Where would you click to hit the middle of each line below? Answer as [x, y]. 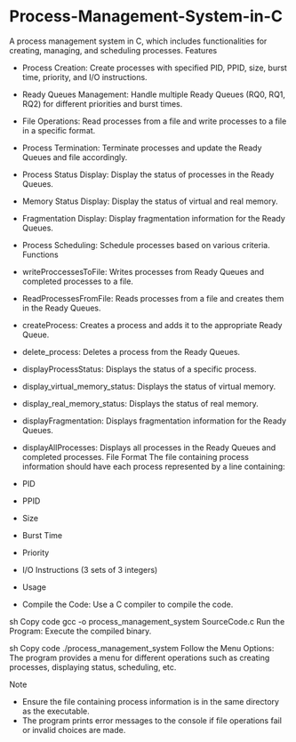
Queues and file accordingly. [75, 157]
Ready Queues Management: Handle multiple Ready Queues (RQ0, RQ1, [154, 94]
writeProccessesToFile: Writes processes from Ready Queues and [143, 271]
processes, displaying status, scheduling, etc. [93, 667]
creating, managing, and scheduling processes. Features [113, 50]
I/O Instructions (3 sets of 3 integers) [90, 569]
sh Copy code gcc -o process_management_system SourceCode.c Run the [147, 621]
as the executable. [56, 711]
